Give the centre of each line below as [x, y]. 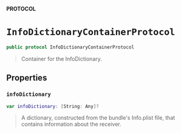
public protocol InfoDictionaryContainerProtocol [70, 47]
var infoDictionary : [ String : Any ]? [53, 106]
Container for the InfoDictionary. [61, 59]
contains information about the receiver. [71, 124]
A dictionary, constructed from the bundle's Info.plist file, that [98, 118]
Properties [27, 78]
